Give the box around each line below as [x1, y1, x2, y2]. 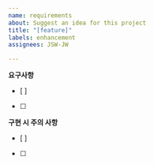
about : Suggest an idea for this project [8, 19, 147, 27]
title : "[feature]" [8, 26, 73, 34]
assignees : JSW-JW [8, 41, 69, 49]
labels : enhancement [8, 33, 77, 42]
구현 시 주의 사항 [8, 117, 58, 127]
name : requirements [8, 11, 73, 20]
